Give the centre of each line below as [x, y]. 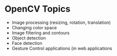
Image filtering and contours [40, 33]
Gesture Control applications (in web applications [62, 48]
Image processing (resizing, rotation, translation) [61, 22]
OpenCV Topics [38, 9]
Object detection [29, 38]
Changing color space [34, 27]
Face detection [27, 43]
